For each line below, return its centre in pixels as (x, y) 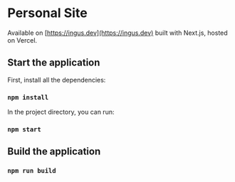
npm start (24, 129)
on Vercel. (22, 40)
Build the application (54, 152)
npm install (28, 97)
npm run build (32, 171)
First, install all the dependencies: (57, 80)
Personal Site (47, 13)
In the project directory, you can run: (61, 112)
